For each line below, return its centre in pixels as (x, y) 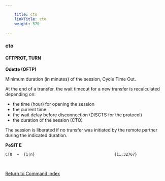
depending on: (21, 94)
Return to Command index (32, 173)
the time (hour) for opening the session (54, 104)
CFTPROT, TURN (23, 58)
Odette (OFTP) (21, 69)
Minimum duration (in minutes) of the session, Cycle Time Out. (71, 79)
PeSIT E (13, 145)
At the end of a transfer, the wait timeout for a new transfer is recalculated (82, 88)
